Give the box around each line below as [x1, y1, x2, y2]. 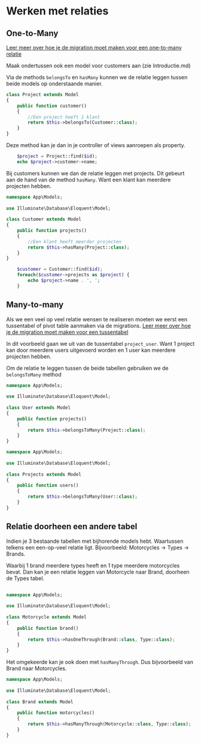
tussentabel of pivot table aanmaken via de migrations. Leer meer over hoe [6, 322, 191, 329]
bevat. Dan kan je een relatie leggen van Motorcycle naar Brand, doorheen [6, 568, 190, 575]
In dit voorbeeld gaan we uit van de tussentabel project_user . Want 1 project [6, 340, 195, 347]
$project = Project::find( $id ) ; [17, 153, 98, 159]
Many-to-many [6, 300, 64, 310]
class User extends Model [6, 405, 71, 411]
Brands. [6, 550, 26, 557]
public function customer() [17, 103, 87, 109]
